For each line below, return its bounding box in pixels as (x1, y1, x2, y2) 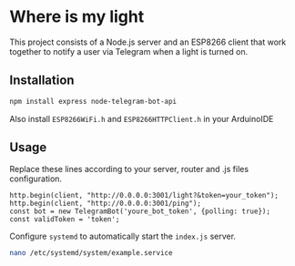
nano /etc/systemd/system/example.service (9, 249, 173, 258)
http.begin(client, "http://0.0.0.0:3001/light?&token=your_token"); (9, 191, 280, 200)
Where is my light (9, 6, 145, 27)
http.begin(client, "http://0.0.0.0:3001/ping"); (9, 199, 202, 209)
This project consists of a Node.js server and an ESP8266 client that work (9, 36, 287, 47)
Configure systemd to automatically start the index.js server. (9, 230, 237, 242)
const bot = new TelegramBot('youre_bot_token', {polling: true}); (9, 207, 271, 216)
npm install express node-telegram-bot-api (9, 97, 178, 106)
